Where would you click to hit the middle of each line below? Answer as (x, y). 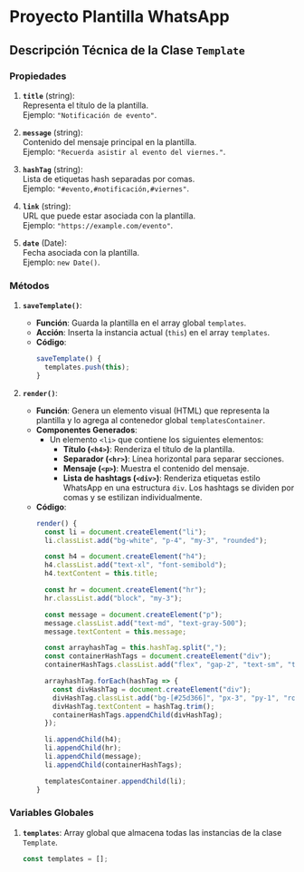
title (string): (48, 95)
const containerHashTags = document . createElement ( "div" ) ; (157, 656)
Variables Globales (52, 813)
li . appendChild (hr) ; (83, 748)
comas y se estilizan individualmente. (133, 497)
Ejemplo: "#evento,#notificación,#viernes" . (106, 189)
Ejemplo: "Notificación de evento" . (90, 114)
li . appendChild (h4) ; (83, 740)
